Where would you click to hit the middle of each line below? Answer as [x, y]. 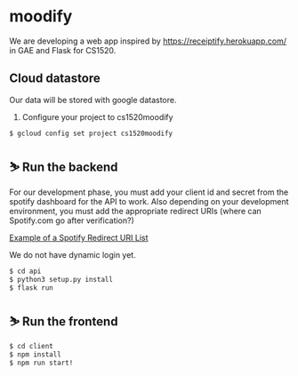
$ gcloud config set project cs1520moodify [91, 133]
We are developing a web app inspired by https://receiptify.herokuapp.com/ [148, 41]
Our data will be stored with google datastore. [93, 100]
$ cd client [31, 346]
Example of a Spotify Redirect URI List [79, 238]
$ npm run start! [41, 363]
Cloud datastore [55, 79]
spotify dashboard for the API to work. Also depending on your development [149, 202]
